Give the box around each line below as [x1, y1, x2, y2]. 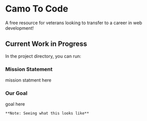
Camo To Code [5, 3, 68, 15]
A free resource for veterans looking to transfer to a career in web [5, 20, 142, 26]
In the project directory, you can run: [5, 53, 81, 59]
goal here [5, 101, 25, 107]
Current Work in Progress [5, 40, 87, 48]
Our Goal [5, 89, 28, 96]
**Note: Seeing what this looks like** [5, 111, 89, 116]
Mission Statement [5, 66, 53, 73]
